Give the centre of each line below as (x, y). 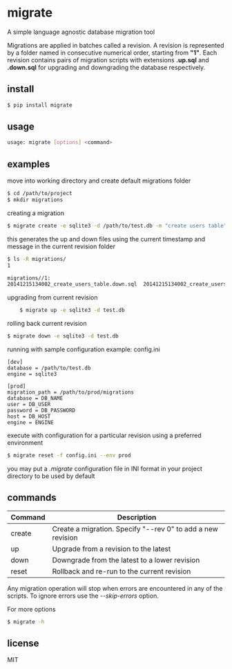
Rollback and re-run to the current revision (122, 571)
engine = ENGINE (30, 423)
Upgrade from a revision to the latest (112, 549)
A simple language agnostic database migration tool (81, 32)
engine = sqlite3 (32, 374)
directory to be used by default (51, 476)
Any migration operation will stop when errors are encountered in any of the (115, 588)
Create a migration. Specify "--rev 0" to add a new (135, 529)
